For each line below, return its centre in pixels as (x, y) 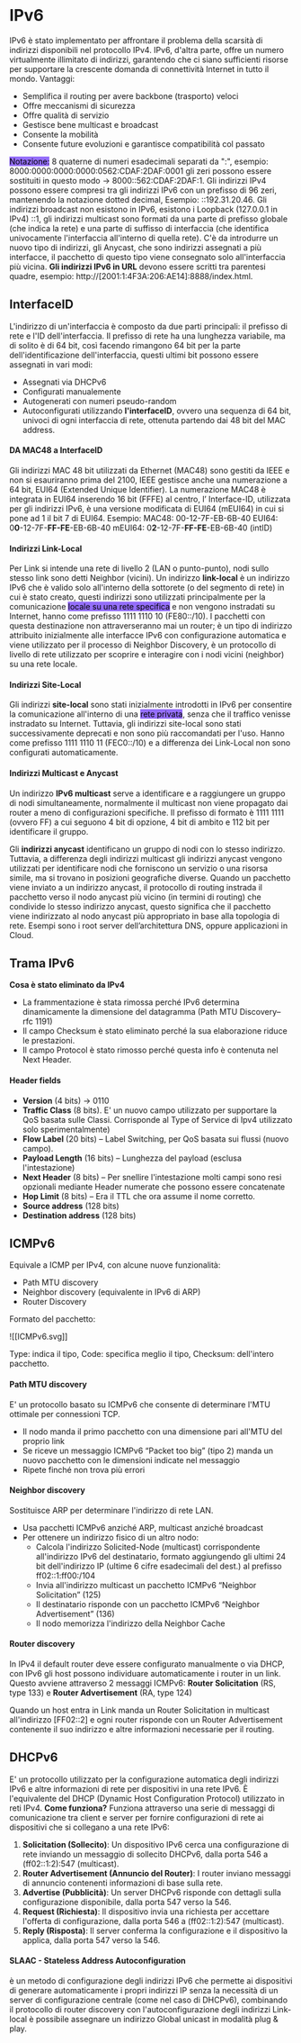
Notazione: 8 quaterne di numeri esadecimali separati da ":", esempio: (139, 161)
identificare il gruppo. (49, 831)
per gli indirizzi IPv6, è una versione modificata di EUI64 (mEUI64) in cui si (147, 508)
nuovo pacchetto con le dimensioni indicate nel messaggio (131, 1460)
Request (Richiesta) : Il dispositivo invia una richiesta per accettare (146, 1912)
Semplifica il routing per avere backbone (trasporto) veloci (130, 95)
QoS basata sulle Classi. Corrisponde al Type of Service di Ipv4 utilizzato (157, 1119)
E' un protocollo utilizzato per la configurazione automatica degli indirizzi (144, 1779)
